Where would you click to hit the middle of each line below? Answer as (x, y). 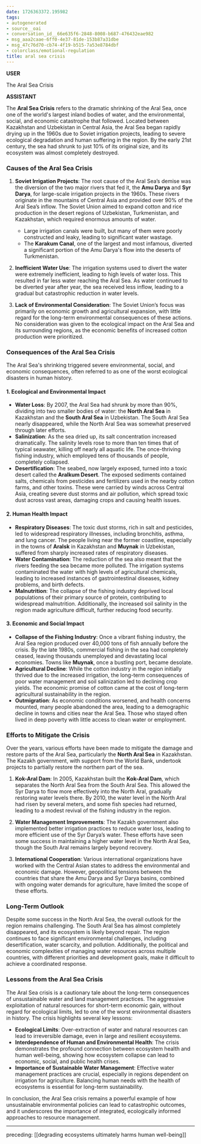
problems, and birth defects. (50, 585)
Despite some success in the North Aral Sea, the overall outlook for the (94, 920)
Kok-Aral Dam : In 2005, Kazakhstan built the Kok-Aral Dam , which (97, 779)
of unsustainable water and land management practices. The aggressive (95, 999)
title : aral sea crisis (36, 56)
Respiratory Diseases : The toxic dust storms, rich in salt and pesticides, (104, 527)
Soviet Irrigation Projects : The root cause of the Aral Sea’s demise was (103, 181)
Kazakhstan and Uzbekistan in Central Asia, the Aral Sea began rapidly (93, 127)
